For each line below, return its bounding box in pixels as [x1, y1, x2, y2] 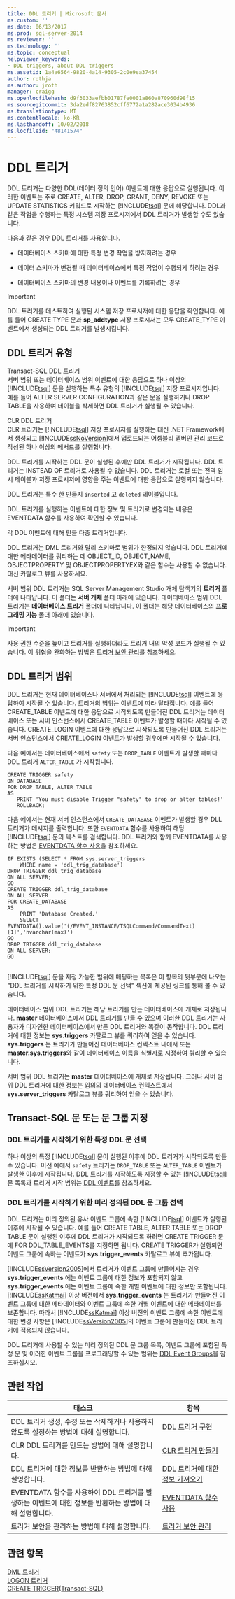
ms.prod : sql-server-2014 [7, 29, 83, 37]
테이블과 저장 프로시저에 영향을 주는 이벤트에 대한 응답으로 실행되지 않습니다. [14, 475, 224, 483]
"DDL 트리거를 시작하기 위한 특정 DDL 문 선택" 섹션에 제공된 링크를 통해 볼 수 [7, 981, 218, 990]
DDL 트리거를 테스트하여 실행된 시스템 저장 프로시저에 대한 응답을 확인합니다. [7, 307, 218, 315]
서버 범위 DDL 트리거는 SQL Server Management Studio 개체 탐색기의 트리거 [7, 585, 220, 593]
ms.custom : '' [7, 17, 49, 24]
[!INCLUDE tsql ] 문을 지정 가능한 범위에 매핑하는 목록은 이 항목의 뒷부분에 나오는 [7, 972, 226, 981]
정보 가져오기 [162, 1474, 203, 1484]
